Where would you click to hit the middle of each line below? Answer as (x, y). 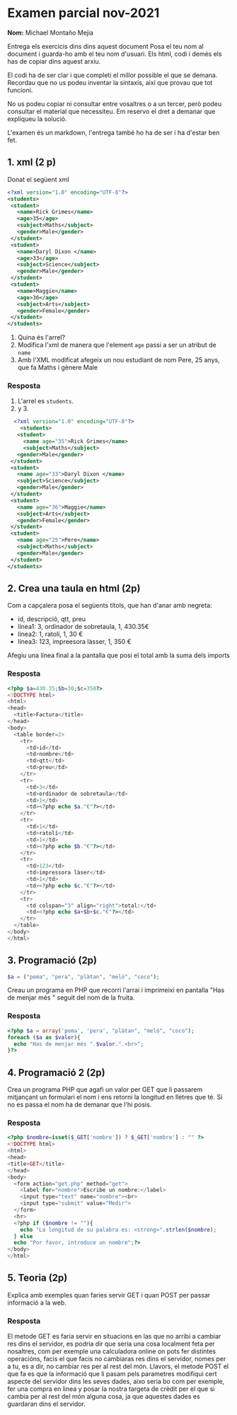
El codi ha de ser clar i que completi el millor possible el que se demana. (112, 75)
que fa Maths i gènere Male (57, 368)
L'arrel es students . (46, 401)
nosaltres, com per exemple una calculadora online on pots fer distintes (112, 1351)
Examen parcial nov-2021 (83, 13)
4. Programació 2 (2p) (56, 1072)
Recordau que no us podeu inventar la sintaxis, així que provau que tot (110, 82)
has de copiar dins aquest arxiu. (54, 61)
